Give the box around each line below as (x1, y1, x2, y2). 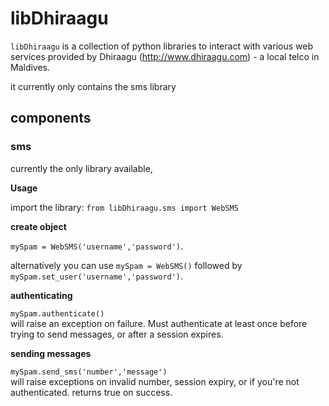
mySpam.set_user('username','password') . (10, 270, 184, 282)
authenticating (10, 289, 73, 301)
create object (10, 220, 67, 232)
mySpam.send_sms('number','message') (10, 367, 168, 377)
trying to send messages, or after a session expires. (10, 328, 224, 340)
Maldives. (10, 61, 51, 73)
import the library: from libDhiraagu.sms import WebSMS (10, 201, 239, 213)
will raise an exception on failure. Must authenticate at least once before (10, 317, 308, 329)
